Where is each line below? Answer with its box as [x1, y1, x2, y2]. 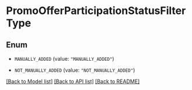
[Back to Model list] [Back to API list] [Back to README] [6, 78, 140, 85]
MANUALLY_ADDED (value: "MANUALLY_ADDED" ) [14, 56, 115, 62]
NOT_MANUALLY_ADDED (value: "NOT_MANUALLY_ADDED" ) [14, 67, 135, 74]
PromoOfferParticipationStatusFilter [6, 4, 186, 18]
